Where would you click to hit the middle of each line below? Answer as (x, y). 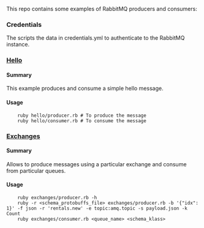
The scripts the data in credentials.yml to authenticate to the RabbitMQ (96, 38)
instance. (18, 45)
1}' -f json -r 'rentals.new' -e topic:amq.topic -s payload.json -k (97, 208)
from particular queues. (36, 171)
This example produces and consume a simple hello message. (85, 89)
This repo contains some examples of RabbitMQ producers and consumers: (102, 9)
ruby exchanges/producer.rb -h (57, 197)
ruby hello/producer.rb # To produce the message (82, 116)
